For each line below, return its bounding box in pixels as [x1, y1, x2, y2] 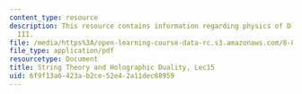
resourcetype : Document [9, 55, 99, 64]
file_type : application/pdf [9, 47, 115, 56]
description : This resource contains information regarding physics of [9, 21, 283, 30]
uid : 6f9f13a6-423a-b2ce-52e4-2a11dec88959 [9, 72, 175, 81]
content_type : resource [9, 13, 99, 22]
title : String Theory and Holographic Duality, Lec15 [9, 64, 216, 73]
